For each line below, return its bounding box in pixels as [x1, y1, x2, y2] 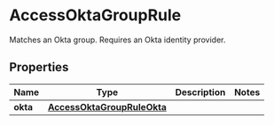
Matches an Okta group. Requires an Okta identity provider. [9, 34, 226, 45]
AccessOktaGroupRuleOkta [47, 100, 167, 113]
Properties [9, 60, 69, 75]
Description [175, 85, 226, 98]
